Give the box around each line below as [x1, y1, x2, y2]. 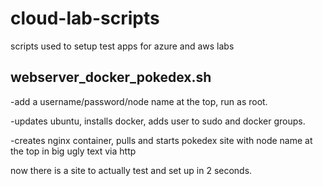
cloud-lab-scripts [10, 7, 160, 30]
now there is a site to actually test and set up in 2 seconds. [10, 164, 253, 176]
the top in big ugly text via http [10, 145, 137, 157]
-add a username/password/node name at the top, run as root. [10, 95, 268, 107]
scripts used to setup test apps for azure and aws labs [10, 40, 235, 52]
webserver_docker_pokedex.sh [10, 69, 212, 86]
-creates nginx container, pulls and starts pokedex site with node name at [10, 134, 313, 146]
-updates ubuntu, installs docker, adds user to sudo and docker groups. [10, 115, 306, 127]
